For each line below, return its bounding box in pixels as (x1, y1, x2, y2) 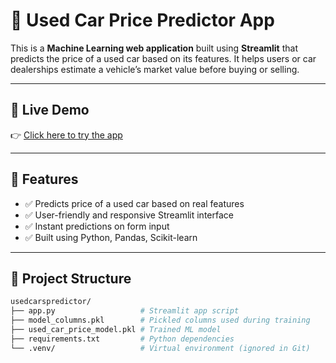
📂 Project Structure (10, 270, 132, 287)
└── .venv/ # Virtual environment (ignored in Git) (10, 343, 311, 353)
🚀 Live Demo (10, 102, 90, 119)
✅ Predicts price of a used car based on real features (24, 197, 245, 209)
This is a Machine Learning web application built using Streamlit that (10, 42, 298, 54)
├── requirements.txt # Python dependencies (10, 334, 235, 344)
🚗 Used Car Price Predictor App (10, 9, 275, 32)
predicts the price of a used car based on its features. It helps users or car (10, 52, 317, 64)
